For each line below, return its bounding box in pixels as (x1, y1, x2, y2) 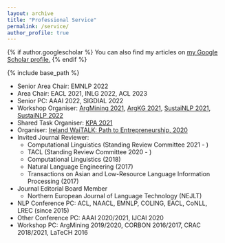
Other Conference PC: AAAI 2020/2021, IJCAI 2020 (17, 214, 164, 222)
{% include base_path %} (7, 69, 80, 77)
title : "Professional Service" (7, 17, 97, 23)
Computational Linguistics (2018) (27, 156, 122, 164)
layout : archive (7, 10, 54, 17)
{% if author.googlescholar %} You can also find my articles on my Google (7, 48, 218, 56)
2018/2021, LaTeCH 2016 (17, 229, 88, 237)
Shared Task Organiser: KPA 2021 (17, 118, 113, 127)
